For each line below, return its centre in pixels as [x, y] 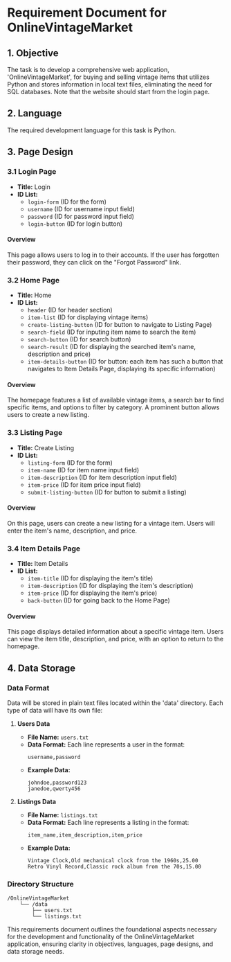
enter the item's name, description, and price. [72, 531]
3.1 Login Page [32, 172]
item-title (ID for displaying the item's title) [90, 578]
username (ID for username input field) [81, 208]
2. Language [35, 113]
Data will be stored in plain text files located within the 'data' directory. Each [115, 703]
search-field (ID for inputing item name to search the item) [112, 332]
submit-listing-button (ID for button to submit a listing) [107, 492]
